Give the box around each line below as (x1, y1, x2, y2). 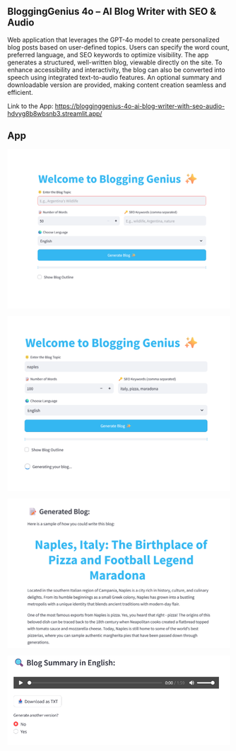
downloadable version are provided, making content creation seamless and (7, 81, 227, 89)
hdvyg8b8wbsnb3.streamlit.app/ (7, 109, 102, 117)
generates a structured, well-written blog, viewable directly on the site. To (7, 58, 223, 66)
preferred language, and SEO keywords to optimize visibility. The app (7, 50, 209, 59)
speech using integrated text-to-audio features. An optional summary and (7, 73, 223, 81)
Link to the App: (7, 102, 54, 110)
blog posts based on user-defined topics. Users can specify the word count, (7, 42, 230, 52)
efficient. (7, 88, 33, 96)
